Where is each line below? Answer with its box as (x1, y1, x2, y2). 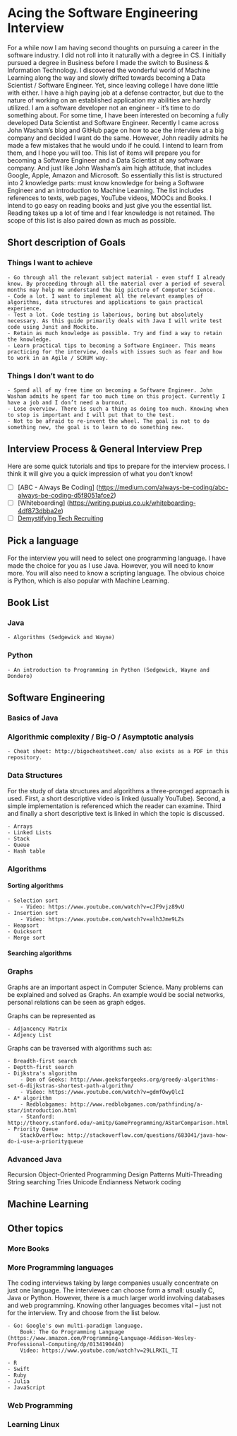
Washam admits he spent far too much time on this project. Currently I (7, 392, 226, 400)
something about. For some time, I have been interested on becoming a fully (7, 111, 229, 119)
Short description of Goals (7, 237, 126, 249)
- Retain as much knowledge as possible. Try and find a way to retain (7, 329, 222, 337)
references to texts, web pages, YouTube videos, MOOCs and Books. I (7, 193, 212, 202)
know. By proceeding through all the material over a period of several (7, 280, 226, 287)
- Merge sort (7, 934, 46, 941)
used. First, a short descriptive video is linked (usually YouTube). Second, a (7, 794, 226, 802)
